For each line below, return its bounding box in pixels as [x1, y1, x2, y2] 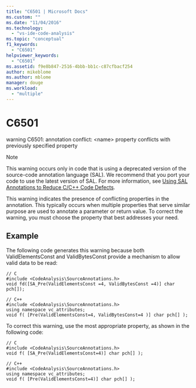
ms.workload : [6, 86, 38, 91]
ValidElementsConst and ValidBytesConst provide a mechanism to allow [6, 253, 181, 260]
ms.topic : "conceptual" [6, 36, 65, 42]
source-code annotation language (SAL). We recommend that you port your [6, 171, 190, 178]
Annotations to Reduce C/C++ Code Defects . [6, 183, 116, 190]
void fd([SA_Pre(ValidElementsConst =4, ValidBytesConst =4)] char [6, 281, 175, 287]
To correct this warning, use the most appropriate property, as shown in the [6, 322, 190, 329]
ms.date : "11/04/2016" [6, 19, 62, 25]
